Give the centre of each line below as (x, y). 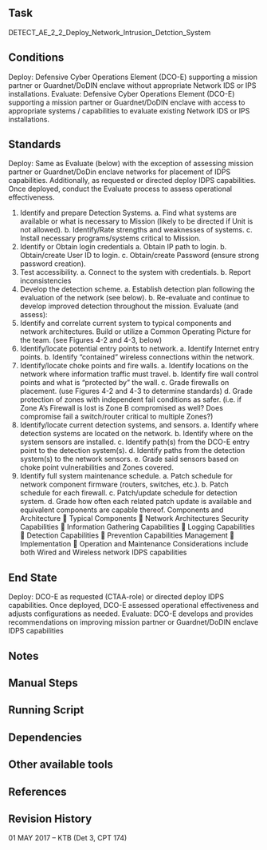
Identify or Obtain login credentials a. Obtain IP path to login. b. (123, 247)
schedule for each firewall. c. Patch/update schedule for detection (128, 493)
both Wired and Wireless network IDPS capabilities (103, 552)
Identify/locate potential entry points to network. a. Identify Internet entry (139, 349)
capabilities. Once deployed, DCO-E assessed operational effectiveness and (133, 606)
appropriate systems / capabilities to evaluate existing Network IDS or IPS (129, 110)
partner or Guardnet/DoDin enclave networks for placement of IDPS (120, 172)
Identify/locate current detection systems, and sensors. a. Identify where (139, 425)
